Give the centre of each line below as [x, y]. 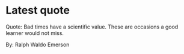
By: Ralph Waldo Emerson [38, 45]
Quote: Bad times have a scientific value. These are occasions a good [92, 27]
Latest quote [38, 10]
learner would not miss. [35, 33]
